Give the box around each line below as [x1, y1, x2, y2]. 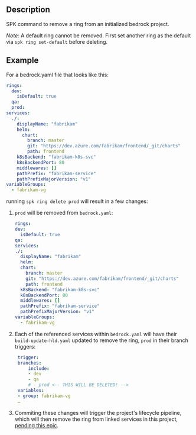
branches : [17, 360, 42, 366]
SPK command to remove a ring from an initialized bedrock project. [6, 20, 169, 27]
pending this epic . [14, 421, 59, 428]
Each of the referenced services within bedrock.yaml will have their [14, 330, 177, 337]
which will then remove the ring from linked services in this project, [14, 415, 178, 423]
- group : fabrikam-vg [17, 393, 71, 399]
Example [6, 56, 39, 66]
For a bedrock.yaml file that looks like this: [6, 71, 109, 78]
